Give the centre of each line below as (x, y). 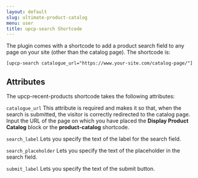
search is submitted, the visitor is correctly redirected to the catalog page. (98, 115)
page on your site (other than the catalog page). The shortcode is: (88, 52)
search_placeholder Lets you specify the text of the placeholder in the (93, 151)
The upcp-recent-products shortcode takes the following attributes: (91, 97)
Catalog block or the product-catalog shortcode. (68, 127)
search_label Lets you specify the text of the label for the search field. (94, 139)
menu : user (20, 23)
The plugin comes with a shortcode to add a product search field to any (95, 46)
